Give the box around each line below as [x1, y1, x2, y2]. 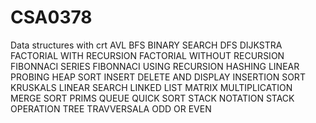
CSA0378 [10, 6, 93, 29]
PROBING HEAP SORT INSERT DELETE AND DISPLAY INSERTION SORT [10, 71, 306, 83]
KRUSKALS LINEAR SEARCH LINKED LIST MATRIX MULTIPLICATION [10, 81, 293, 93]
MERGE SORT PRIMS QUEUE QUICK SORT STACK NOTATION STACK [10, 92, 295, 104]
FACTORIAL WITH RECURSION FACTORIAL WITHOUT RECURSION [10, 49, 285, 61]
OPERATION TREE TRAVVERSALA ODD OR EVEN [10, 102, 212, 115]
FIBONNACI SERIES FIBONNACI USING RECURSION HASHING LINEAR [10, 60, 300, 72]
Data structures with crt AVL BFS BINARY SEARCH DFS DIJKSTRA [10, 39, 283, 51]
